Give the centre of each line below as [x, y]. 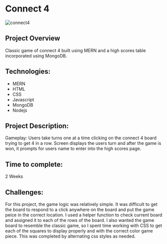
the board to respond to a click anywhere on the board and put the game [80, 209]
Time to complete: [34, 164]
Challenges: [24, 192]
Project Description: [37, 126]
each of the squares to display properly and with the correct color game [79, 231]
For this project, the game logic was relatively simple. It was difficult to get [82, 204]
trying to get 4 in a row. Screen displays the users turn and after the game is [83, 143]
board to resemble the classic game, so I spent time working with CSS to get [84, 225]
